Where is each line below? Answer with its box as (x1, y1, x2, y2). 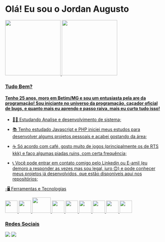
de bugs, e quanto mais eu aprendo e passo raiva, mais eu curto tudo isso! (5, 106, 160, 112)
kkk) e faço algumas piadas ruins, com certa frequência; (12, 151, 127, 156)
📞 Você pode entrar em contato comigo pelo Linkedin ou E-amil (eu (12, 160, 148, 166)
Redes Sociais (5, 220, 40, 227)
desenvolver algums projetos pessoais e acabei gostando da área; (12, 134, 147, 140)
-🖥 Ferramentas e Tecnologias (5, 186, 66, 192)
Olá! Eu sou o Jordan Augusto (5, 3, 129, 15)
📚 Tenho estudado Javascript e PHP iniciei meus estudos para (12, 126, 140, 132)
